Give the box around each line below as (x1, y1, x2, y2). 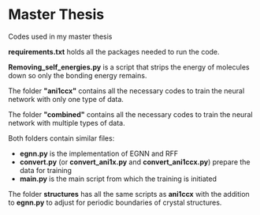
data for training (19, 165, 72, 175)
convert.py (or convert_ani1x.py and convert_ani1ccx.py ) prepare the (19, 157, 251, 167)
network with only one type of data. (8, 94, 124, 104)
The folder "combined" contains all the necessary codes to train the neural (8, 109, 254, 119)
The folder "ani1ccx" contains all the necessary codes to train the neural (8, 85, 245, 96)
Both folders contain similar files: (8, 133, 115, 143)
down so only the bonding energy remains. (8, 70, 147, 80)
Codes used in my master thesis (8, 32, 113, 41)
